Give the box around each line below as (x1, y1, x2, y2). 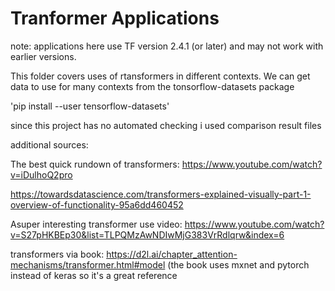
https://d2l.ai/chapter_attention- (106, 248, 238, 260)
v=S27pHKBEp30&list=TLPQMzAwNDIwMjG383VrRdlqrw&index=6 (10, 228, 285, 241)
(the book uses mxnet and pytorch (167, 258, 310, 271)
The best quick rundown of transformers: (10, 158, 180, 170)
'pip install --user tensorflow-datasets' (10, 100, 170, 112)
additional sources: (10, 138, 89, 151)
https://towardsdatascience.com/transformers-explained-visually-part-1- (10, 188, 312, 200)
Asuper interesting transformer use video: (10, 218, 183, 230)
